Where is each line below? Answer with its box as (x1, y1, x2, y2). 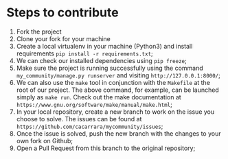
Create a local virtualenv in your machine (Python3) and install (16, 42, 193, 50)
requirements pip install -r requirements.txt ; (16, 49, 154, 58)
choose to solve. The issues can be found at (16, 114, 142, 123)
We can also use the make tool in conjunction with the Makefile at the (16, 78, 211, 86)
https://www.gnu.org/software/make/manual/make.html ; (16, 100, 172, 108)
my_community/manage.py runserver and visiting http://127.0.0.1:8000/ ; (16, 71, 221, 79)
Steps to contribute (6, 5, 119, 21)
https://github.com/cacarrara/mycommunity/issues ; (16, 122, 163, 130)
